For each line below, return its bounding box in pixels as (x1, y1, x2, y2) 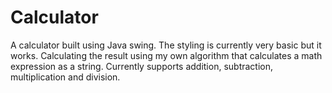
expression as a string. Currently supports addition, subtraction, (10, 60, 274, 72)
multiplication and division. (10, 71, 121, 83)
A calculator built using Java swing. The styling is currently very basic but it (10, 39, 322, 51)
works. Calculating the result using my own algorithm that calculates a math (10, 49, 323, 61)
